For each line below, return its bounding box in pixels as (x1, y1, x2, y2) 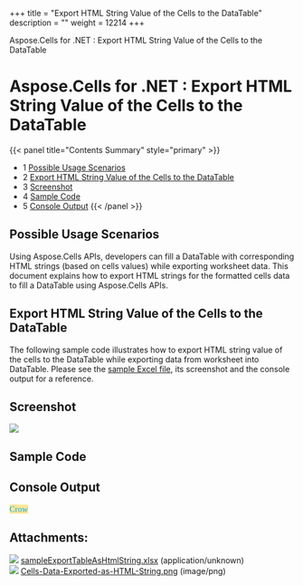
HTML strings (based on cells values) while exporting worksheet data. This (9, 260, 289, 271)
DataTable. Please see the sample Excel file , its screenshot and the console (9, 363, 290, 374)
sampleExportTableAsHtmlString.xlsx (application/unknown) (20, 555, 244, 566)
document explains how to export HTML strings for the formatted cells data (9, 270, 290, 281)
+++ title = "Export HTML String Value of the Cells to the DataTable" (9, 8, 262, 18)
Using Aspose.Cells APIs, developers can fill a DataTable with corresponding (9, 251, 295, 262)
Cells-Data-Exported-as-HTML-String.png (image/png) (20, 566, 226, 577)
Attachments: (9, 530, 89, 545)
